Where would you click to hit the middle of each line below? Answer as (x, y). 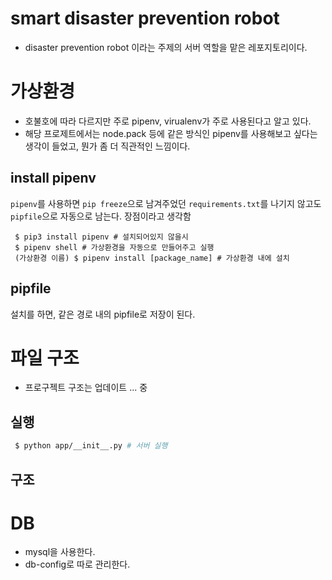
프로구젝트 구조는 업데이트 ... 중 (86, 388)
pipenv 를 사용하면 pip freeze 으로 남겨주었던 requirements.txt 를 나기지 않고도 (166, 203)
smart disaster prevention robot (145, 18)
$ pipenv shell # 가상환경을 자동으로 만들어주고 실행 (114, 247)
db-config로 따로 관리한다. (77, 564)
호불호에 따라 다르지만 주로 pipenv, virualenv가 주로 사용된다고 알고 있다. (168, 121)
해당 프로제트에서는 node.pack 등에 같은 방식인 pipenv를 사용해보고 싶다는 (171, 133)
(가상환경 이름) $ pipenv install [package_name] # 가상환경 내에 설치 (152, 258)
